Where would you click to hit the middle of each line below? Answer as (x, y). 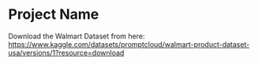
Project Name (54, 14)
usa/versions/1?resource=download (66, 52)
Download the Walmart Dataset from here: (77, 36)
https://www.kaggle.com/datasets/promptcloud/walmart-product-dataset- (129, 44)
